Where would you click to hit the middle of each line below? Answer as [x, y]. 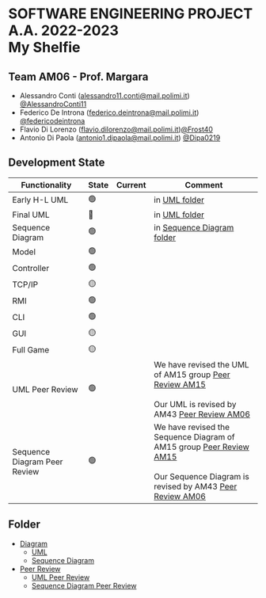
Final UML [31, 215]
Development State [57, 163]
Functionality [46, 185]
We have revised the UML [201, 364]
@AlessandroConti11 [53, 104]
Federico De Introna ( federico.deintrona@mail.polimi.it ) [109, 112]
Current [131, 185]
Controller [31, 269]
